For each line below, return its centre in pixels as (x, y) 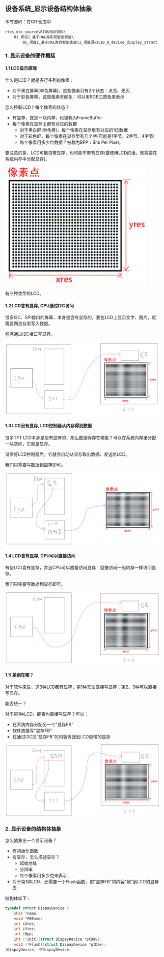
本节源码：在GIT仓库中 (28, 22)
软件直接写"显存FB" (32, 731)
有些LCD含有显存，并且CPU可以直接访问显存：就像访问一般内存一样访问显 (81, 568)
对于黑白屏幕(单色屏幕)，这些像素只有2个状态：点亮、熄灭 (71, 91)
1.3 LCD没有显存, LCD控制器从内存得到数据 (49, 426)
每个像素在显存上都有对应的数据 (44, 124)
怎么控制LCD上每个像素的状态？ (37, 107)
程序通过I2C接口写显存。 (30, 334)
